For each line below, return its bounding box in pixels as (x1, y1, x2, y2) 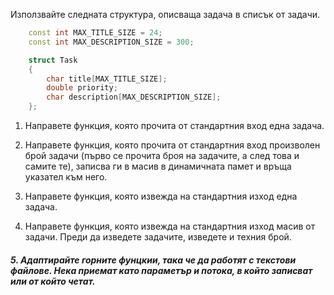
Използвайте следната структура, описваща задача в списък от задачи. (10, 9, 321, 20)
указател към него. (24, 171, 108, 183)
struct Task (28, 55, 78, 65)
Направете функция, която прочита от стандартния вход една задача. (24, 120, 325, 131)
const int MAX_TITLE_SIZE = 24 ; (28, 28, 163, 38)
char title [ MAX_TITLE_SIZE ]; (46, 74, 168, 84)
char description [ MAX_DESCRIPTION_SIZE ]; (46, 92, 222, 103)
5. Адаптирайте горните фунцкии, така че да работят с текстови (10, 254, 297, 266)
